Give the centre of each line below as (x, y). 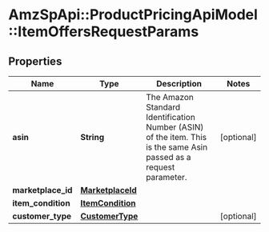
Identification (171, 117)
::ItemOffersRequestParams (104, 32)
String (92, 137)
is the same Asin (177, 147)
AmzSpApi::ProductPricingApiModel (133, 15)
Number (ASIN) (175, 127)
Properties (35, 61)
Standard (163, 107)
